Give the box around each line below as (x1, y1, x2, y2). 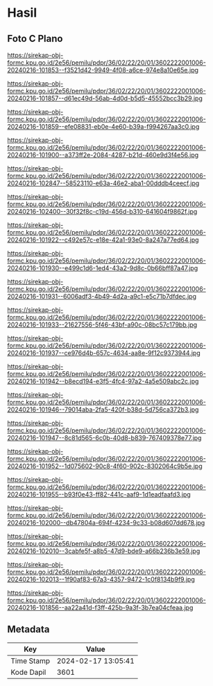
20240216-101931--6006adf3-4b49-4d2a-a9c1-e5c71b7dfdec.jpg (7, 293, 196, 300)
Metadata (7, 623, 50, 635)
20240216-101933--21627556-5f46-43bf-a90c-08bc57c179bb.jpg (7, 320, 198, 329)
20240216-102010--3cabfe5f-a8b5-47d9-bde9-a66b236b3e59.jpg (7, 547, 201, 555)
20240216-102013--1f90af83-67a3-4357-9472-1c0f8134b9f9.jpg (7, 575, 196, 583)
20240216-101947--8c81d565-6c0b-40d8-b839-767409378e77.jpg (7, 434, 202, 442)
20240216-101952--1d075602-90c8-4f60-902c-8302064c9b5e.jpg (7, 462, 203, 470)
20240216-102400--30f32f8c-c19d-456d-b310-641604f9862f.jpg (7, 208, 198, 215)
